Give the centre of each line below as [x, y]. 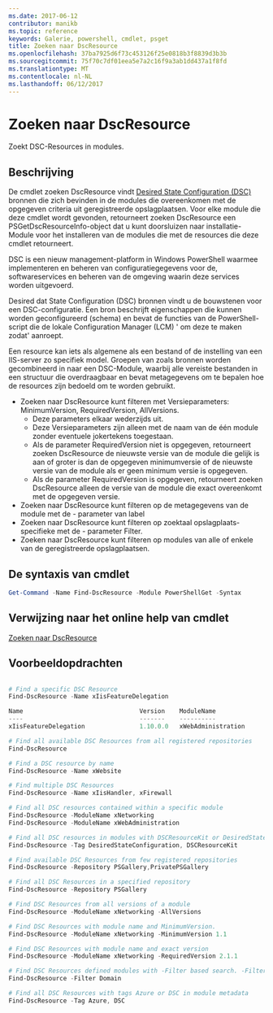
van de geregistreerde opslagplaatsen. [85, 549]
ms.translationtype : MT [49, 69]
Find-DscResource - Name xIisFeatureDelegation [89, 697]
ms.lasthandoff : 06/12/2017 [56, 84]
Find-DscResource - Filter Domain [65, 979]
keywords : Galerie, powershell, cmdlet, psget [89, 39]
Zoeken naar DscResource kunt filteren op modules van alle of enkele [136, 540]
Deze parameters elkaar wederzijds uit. [98, 419]
